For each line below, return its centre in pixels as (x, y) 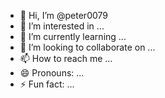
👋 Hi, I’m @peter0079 (63, 15)
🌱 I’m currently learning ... (73, 36)
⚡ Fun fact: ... (47, 84)
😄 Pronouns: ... (52, 73)
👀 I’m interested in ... (62, 26)
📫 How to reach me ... (66, 58)
